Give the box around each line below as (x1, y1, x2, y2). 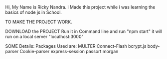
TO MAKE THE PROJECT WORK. (5, 19, 72, 25)
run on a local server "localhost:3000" (5, 34, 84, 39)
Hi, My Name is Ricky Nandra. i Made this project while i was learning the (5, 4, 156, 10)
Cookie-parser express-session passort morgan (19, 49, 119, 54)
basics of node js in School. (5, 9, 62, 15)
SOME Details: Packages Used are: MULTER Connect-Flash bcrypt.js (5, 43, 147, 49)
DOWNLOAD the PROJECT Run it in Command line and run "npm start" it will (5, 29, 163, 34)
